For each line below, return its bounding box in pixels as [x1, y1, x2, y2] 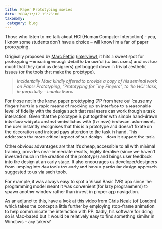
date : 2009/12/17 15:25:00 [5, 12, 60, 16]
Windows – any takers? [5, 219, 51, 225]
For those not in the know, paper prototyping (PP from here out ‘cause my [5, 98, 152, 104]
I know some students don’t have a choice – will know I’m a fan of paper [5, 39, 149, 45]
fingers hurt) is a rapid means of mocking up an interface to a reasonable [5, 103, 151, 109]
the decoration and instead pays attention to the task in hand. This [5, 129, 137, 135]
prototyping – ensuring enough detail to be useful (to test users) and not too [5, 59, 157, 64]
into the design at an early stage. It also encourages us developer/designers [5, 159, 157, 165]
